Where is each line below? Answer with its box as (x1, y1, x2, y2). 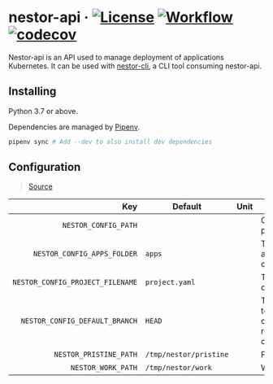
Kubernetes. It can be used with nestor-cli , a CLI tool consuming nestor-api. (8, 61, 262, 71)
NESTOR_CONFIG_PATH (62, 220, 138, 230)
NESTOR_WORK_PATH (70, 363, 138, 373)
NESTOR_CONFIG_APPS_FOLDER (32, 249, 138, 259)
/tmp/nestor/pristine (145, 350, 229, 360)
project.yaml (145, 277, 196, 287)
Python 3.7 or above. (8, 106, 79, 116)
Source (28, 181, 53, 191)
